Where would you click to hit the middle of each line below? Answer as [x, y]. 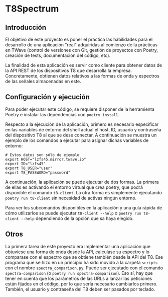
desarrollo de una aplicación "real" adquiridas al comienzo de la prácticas [81, 45]
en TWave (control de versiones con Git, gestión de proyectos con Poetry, [81, 50]
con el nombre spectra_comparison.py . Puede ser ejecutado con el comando [84, 268]
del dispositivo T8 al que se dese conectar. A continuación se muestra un [81, 135]
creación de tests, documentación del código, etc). [58, 55]
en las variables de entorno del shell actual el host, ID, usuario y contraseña [83, 129]
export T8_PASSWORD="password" [38, 172]
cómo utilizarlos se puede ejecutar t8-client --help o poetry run [73, 213]
